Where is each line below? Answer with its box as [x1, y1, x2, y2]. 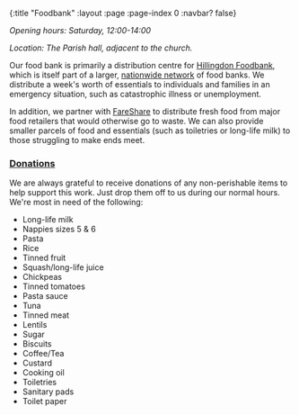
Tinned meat [22, 310, 70, 320]
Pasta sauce [22, 291, 69, 302]
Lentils [22, 320, 48, 330]
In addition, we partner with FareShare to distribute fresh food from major [9, 106, 281, 116]
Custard [22, 357, 52, 368]
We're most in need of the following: [9, 197, 144, 208]
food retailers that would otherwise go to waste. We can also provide [9, 116, 264, 126]
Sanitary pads [22, 386, 75, 397]
